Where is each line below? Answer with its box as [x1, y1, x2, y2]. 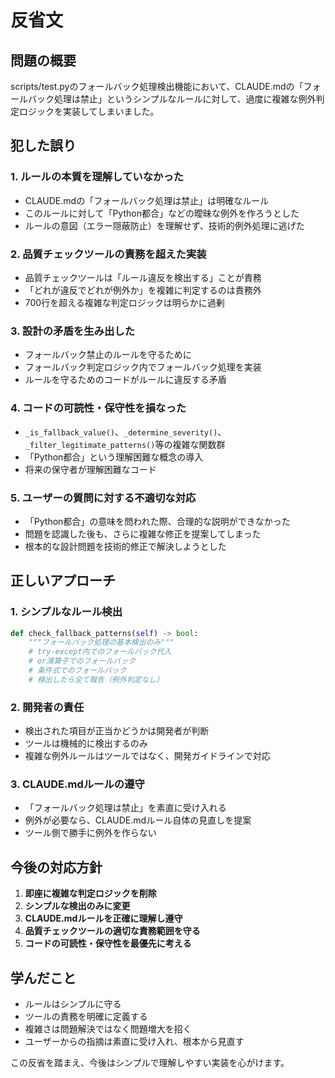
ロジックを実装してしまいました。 [18, 106, 160, 117]
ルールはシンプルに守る [24, 998, 122, 1010]
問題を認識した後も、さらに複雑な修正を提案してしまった [24, 527, 262, 540]
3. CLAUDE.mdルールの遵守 [10, 777, 145, 791]
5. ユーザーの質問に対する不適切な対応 [10, 491, 197, 505]
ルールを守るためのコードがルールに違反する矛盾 [24, 374, 227, 386]
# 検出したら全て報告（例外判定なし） [28, 674, 165, 685]
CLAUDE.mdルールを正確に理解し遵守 [24, 912, 183, 925]
